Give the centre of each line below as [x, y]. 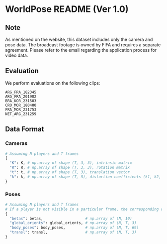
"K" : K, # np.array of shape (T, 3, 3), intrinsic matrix [71, 163]
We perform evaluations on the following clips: [53, 83]
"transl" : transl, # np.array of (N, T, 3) [73, 233]
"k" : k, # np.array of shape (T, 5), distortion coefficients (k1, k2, [85, 177]
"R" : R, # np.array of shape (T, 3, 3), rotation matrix [70, 168]
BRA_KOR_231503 [21, 101]
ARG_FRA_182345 [21, 92]
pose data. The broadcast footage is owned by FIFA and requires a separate [83, 45]
